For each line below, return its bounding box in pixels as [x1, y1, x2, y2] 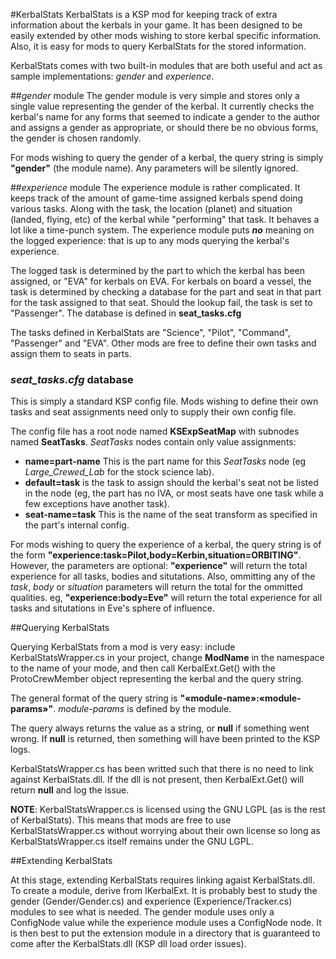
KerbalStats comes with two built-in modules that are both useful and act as [10, 60, 323, 71]
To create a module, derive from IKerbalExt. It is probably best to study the [10, 885, 318, 897]
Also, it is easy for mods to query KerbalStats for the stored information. [10, 40, 307, 52]
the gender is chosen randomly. [10, 132, 142, 144]
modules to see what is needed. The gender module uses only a [10, 906, 275, 918]
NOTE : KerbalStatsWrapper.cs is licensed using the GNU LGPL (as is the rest [10, 804, 326, 816]
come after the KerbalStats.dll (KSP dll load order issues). [10, 938, 247, 950]
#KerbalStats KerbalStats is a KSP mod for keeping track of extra [10, 9, 278, 20]
